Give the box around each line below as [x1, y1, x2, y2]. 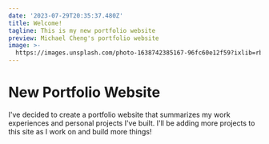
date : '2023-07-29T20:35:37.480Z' [8, 11, 124, 20]
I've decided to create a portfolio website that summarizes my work [8, 110, 231, 119]
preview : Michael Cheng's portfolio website [8, 34, 159, 42]
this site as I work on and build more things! [8, 126, 152, 136]
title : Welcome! [8, 19, 62, 27]
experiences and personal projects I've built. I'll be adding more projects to [8, 118, 255, 128]
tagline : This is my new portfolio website [8, 26, 156, 34]
